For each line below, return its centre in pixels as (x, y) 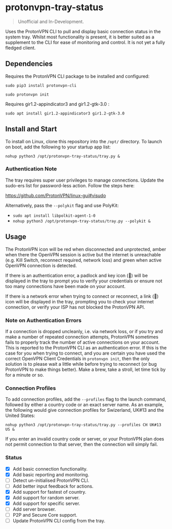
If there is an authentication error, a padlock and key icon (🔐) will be (77, 275)
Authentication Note (31, 169)
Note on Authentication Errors (44, 320)
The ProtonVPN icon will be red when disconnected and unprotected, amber (86, 249)
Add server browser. (34, 509)
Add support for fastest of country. (49, 492)
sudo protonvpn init (27, 94)
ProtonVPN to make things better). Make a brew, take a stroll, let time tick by (85, 369)
